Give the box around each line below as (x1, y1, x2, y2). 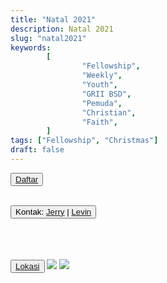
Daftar (15, 174, 39, 185)
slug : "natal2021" (10, 33, 87, 43)
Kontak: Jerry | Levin (15, 206, 92, 217)
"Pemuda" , (81, 98, 123, 108)
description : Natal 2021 (10, 24, 114, 34)
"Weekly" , (81, 71, 123, 81)
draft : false (10, 145, 65, 155)
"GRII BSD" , (81, 89, 132, 99)
